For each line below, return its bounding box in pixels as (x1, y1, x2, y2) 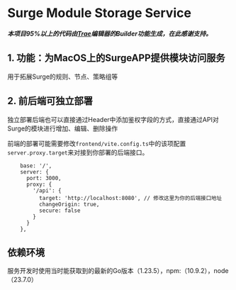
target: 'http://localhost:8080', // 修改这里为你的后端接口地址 (38, 194, 222, 201)
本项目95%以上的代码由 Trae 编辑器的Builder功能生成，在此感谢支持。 (7, 29, 213, 38)
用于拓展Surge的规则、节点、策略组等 (7, 72, 118, 81)
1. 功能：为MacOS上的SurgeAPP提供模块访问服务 (7, 52, 225, 65)
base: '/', (20, 162, 52, 169)
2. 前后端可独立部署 (7, 95, 94, 107)
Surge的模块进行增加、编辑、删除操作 (7, 124, 118, 133)
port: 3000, (26, 174, 62, 182)
